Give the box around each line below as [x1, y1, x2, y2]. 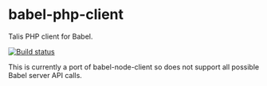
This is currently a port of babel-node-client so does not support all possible [8, 62, 260, 72]
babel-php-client [8, 6, 124, 24]
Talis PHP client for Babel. [8, 32, 93, 41]
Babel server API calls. [8, 70, 82, 80]
